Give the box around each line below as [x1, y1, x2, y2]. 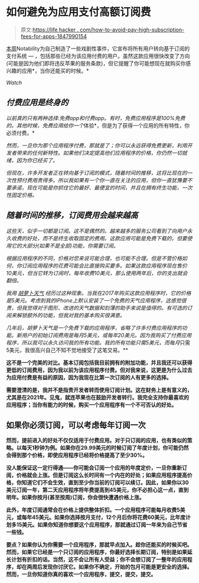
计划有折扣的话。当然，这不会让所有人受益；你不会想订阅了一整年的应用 [11, 556, 187, 563]
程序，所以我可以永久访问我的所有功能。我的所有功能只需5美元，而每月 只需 [6, 339, 191, 346]
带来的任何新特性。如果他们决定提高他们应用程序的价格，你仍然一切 [16, 149, 182, 156]
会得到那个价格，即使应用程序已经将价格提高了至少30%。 [6, 452, 148, 459]
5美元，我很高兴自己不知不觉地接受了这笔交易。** [6, 346, 129, 353]
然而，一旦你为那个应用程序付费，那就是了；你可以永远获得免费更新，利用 [6, 141, 187, 149]
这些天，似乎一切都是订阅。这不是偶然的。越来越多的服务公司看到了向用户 [6, 227, 187, 234]
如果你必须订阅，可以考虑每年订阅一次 [6, 420, 146, 430]
